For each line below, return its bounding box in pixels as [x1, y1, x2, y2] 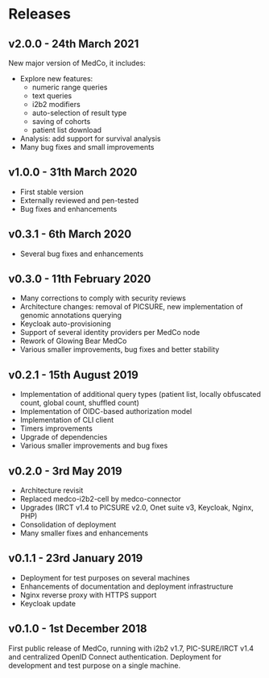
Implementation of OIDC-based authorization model [19, 407, 192, 416]
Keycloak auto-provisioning [19, 319, 111, 329]
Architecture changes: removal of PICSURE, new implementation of [19, 302, 243, 312]
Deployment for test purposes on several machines [19, 573, 191, 582]
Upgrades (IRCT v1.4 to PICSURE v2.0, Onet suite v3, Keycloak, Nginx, [19, 502, 254, 512]
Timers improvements [19, 424, 93, 433]
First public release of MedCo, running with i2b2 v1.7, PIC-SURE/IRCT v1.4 [8, 643, 254, 653]
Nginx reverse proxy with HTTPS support [19, 589, 157, 600]
